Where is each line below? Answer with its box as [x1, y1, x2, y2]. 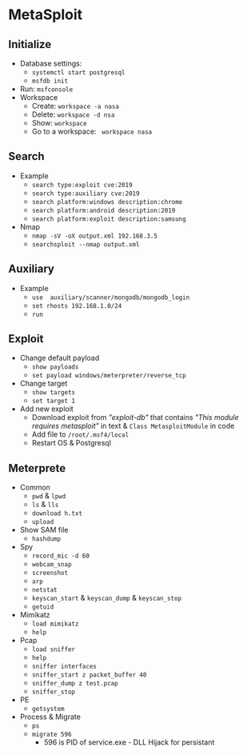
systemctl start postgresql [31, 69, 125, 77]
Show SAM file [19, 525, 69, 535]
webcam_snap [31, 561, 72, 569]
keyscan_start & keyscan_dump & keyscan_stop [31, 593, 182, 603]
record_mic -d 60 [31, 552, 90, 561]
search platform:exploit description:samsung [31, 214, 186, 223]
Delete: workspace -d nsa [31, 110, 115, 119]
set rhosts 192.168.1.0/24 [31, 302, 122, 310]
